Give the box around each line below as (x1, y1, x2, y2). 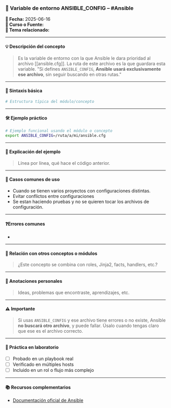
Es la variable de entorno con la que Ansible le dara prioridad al (17, 55, 151, 61)
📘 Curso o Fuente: (5, 21, 44, 27)
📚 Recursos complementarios (5, 384, 71, 390)
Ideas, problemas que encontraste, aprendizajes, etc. (17, 289, 130, 296)
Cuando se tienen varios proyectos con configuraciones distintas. (12, 188, 151, 194)
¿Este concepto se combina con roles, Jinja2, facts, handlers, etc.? (17, 261, 158, 268)
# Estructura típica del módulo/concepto (5, 99, 95, 104)
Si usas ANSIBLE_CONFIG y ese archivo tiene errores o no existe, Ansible (17, 317, 166, 323)
